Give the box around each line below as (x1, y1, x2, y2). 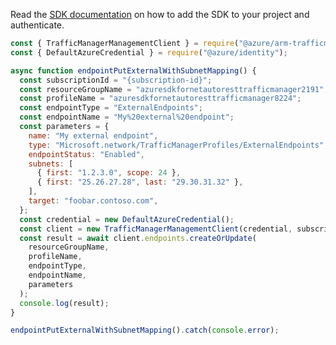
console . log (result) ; (19, 298, 110, 308)
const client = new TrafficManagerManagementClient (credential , (19, 224, 293, 234)
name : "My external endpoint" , (28, 130, 159, 141)
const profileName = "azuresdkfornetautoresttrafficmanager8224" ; (19, 94, 302, 104)
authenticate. (10, 19, 65, 31)
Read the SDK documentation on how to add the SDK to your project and (10, 9, 310, 20)
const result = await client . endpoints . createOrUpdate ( (19, 233, 257, 243)
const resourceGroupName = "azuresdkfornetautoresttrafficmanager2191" (19, 84, 325, 94)
